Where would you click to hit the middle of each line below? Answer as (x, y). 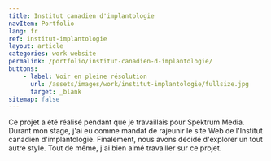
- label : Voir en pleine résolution (85, 76)
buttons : (23, 69)
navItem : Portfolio (42, 24)
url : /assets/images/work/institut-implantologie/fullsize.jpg (140, 84)
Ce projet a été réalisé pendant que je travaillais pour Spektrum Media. (127, 122)
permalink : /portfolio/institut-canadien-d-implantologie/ (111, 62)
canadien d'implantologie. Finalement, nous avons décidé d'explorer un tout (135, 140)
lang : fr (23, 31)
